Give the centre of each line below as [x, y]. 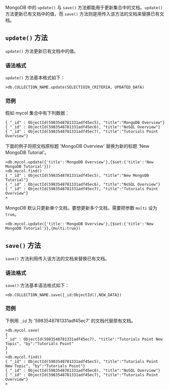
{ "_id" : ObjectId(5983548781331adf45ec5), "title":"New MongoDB [77, 176]
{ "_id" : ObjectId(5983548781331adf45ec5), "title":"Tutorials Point [82, 361]
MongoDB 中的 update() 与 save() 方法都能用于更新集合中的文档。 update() [84, 7]
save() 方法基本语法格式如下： [37, 285]
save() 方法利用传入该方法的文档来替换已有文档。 [57, 258]
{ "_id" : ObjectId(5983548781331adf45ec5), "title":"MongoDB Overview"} [85, 123]
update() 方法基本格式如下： [35, 77]
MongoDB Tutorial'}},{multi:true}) [43, 228]
